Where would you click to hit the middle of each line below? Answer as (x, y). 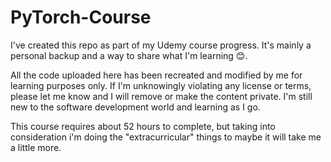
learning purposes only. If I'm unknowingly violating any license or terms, (161, 85)
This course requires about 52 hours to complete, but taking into (143, 126)
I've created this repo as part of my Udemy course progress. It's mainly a (161, 45)
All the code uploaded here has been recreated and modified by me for (156, 75)
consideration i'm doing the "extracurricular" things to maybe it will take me (166, 137)
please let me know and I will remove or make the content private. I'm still (161, 96)
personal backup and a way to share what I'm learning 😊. (129, 55)
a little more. (36, 147)
